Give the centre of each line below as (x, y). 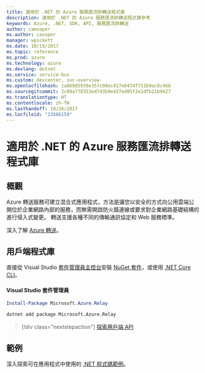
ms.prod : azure (26, 57)
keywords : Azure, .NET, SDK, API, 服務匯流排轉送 (68, 23)
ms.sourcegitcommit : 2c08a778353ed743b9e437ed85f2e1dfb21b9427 (89, 92)
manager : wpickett (30, 40)
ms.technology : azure (34, 63)
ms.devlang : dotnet (31, 69)
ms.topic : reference (33, 52)
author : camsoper (28, 29)
